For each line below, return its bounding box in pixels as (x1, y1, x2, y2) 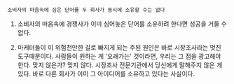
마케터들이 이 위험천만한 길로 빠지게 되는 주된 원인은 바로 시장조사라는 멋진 (17, 43, 222, 51)
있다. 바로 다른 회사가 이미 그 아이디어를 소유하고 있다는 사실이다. (17, 69, 195, 78)
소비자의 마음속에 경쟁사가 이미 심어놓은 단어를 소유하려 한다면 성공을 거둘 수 (17, 20, 228, 28)
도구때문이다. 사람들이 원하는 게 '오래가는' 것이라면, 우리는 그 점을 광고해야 (17, 52, 221, 60)
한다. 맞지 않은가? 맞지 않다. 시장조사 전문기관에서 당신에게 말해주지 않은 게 (17, 61, 223, 69)
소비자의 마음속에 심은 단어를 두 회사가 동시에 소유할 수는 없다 (7, 6, 165, 13)
